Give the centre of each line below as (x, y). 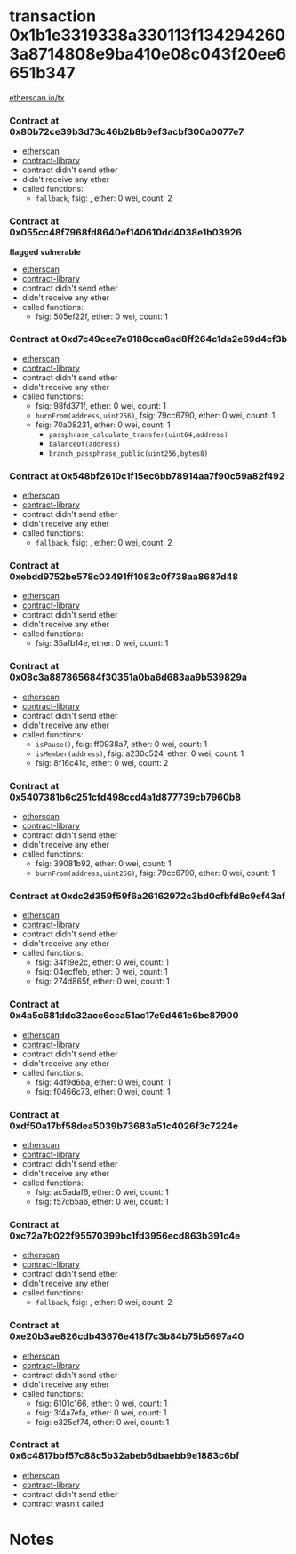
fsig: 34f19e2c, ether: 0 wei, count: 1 (102, 962)
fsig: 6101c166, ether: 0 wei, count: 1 (101, 1403)
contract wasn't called (63, 1503)
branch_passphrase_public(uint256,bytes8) (128, 454)
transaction (52, 16)
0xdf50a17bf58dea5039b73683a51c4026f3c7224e (124, 1126)
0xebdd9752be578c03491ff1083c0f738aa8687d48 (124, 577)
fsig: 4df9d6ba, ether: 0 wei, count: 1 (103, 1082)
